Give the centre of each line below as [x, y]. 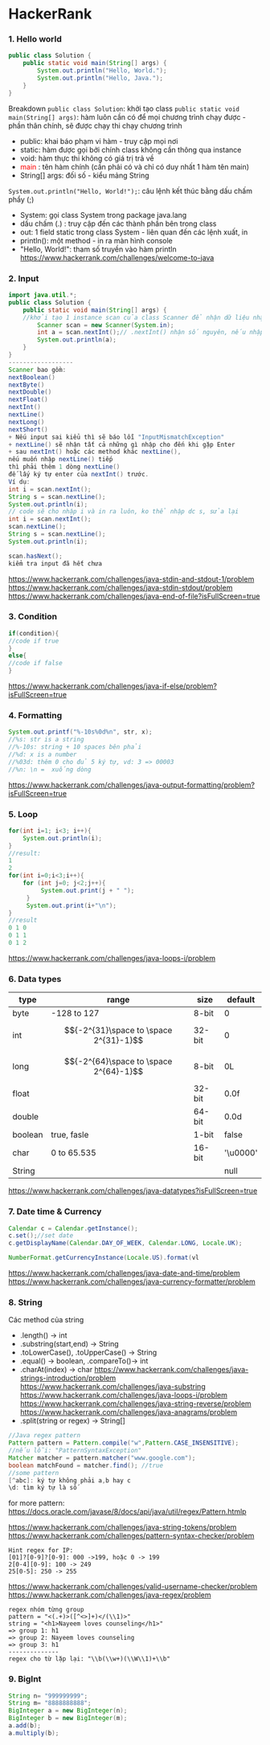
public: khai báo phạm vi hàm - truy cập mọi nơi [99, 141]
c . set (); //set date [41, 1236]
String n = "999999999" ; [48, 1696]
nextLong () [27, 422]
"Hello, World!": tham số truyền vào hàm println [98, 249]
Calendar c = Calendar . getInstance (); [73, 1228]
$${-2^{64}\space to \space [118, 1061]
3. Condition [33, 617]
